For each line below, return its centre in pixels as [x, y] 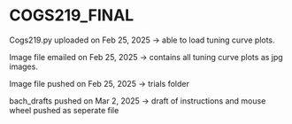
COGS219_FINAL [72, 15]
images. [23, 66]
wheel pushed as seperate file [64, 110]
